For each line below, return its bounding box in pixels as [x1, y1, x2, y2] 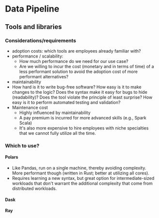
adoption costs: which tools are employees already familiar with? [12, 48, 141, 54]
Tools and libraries [5, 23, 62, 31]
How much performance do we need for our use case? [19, 58, 129, 64]
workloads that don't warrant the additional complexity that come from [12, 180, 153, 186]
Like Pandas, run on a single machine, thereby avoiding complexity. [12, 165, 146, 171]
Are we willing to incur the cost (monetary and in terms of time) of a [19, 63, 154, 69]
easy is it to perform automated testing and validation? [12, 99, 121, 105]
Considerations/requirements [5, 37, 76, 44]
